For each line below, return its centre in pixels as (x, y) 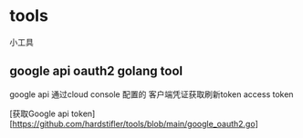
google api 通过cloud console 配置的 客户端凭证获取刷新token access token (151, 94)
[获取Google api (40, 113)
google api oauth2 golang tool (96, 71)
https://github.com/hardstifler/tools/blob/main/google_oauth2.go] (135, 123)
